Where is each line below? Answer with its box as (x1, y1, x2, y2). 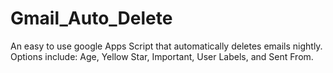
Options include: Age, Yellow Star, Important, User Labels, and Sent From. (10, 50, 314, 62)
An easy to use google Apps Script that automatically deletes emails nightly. (10, 40, 323, 52)
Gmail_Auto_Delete (10, 7, 173, 30)
